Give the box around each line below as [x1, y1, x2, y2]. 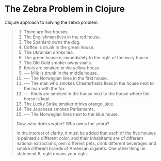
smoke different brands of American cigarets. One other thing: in [16, 145, 146, 151]
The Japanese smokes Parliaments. [23, 106, 95, 112]
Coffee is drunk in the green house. [23, 44, 95, 50]
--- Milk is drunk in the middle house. [23, 70, 98, 76]
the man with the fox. [23, 85, 66, 91]
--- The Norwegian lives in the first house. [23, 75, 108, 81]
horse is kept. [23, 96, 51, 101]
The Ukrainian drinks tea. [23, 49, 74, 55]
